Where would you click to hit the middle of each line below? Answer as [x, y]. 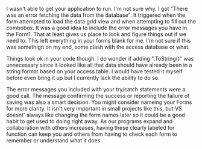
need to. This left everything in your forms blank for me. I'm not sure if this [99, 41]
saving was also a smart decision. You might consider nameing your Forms [99, 102]
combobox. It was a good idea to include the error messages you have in [97, 28]
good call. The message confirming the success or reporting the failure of [98, 96]
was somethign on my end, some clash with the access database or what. [98, 47]
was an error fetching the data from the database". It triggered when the [96, 15]
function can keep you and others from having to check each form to [92, 134]
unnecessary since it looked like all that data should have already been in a [99, 65]
